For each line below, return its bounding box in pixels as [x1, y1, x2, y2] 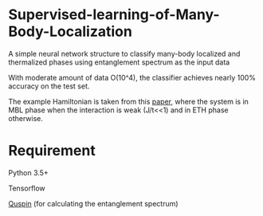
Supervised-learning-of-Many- [8, 6, 221, 24]
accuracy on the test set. [8, 81, 90, 91]
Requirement [8, 142, 96, 160]
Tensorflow [8, 183, 45, 193]
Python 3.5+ [8, 167, 49, 177]
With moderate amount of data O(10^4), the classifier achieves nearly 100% [8, 73, 257, 82]
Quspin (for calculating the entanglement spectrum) [8, 198, 179, 208]
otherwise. [8, 113, 44, 123]
